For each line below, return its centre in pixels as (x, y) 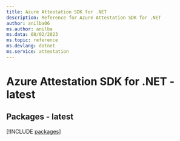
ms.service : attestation (38, 52)
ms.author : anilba (29, 29)
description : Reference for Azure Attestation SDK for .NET (84, 18)
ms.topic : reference (32, 40)
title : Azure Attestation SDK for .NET (57, 12)
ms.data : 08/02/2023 (32, 35)
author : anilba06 (28, 23)
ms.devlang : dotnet (31, 46)
